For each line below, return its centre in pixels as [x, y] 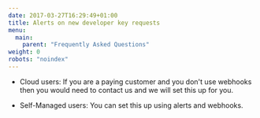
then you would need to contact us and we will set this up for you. [126, 90]
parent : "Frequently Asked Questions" [86, 45]
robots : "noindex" [38, 60]
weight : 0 [24, 52]
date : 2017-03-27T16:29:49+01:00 [63, 15]
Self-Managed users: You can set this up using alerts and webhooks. [131, 105]
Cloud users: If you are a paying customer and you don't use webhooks [136, 81]
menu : [17, 30]
